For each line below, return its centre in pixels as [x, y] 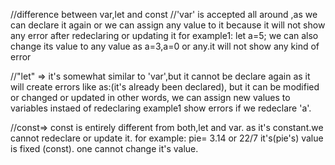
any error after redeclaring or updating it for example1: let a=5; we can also [164, 35]
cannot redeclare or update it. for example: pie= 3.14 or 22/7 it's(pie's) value [167, 138]
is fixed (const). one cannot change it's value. [104, 148]
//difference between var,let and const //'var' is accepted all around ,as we [164, 14]
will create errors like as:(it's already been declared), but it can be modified [165, 87]
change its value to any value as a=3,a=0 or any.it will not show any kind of [165, 46]
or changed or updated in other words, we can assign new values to [150, 97]
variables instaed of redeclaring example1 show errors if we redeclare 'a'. [161, 108]
